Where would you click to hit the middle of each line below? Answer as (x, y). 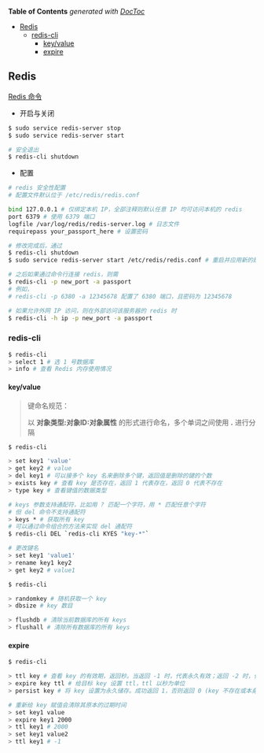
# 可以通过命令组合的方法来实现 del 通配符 (70, 527)
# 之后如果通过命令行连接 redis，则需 (63, 275)
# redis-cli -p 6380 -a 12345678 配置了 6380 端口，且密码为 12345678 (120, 296)
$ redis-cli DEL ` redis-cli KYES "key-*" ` (79, 534)
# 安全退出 (24, 150)
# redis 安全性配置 (37, 188)
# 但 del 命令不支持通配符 (47, 512)
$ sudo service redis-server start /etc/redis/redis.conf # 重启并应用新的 (131, 260)
